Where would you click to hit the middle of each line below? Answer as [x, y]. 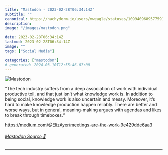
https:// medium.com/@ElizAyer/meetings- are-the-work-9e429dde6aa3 [79, 125]
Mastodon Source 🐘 [26, 136]
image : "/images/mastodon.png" [38, 28]
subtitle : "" [19, 14]
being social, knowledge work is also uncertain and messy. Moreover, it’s [80, 99]
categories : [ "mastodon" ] [32, 60]
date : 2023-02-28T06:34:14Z [34, 37]
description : [19, 24]
